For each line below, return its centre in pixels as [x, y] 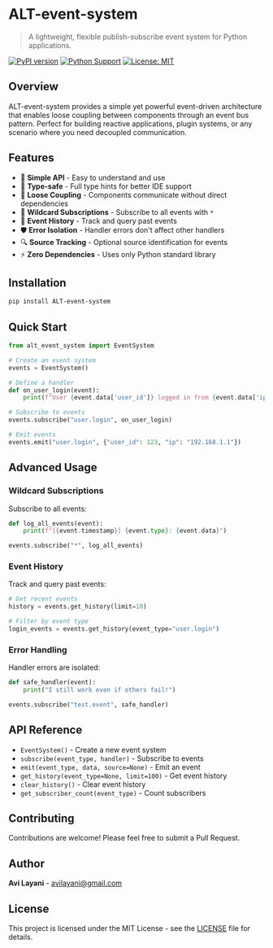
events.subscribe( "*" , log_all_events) [76, 546]
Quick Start [38, 327]
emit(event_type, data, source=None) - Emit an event [110, 767]
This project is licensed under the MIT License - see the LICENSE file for [129, 928]
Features [31, 158]
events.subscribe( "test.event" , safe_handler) [89, 705]
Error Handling [38, 649]
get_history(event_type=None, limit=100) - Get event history [123, 775]
